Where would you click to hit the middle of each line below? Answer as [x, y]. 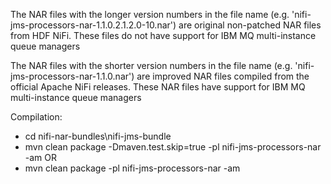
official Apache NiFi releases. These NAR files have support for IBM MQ [158, 87]
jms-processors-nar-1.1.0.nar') [72, 76]
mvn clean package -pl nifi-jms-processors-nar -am [132, 168]
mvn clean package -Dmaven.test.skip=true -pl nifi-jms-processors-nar [173, 147]
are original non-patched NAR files [250, 25]
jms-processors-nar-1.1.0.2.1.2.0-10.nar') [93, 25]
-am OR [41, 157]
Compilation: [36, 117]
